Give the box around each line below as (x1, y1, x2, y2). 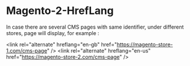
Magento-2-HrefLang (6, 4, 114, 18)
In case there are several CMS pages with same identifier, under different (6, 23, 184, 30)
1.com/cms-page (6, 47, 47, 54)
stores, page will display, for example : (6, 29, 99, 36)
